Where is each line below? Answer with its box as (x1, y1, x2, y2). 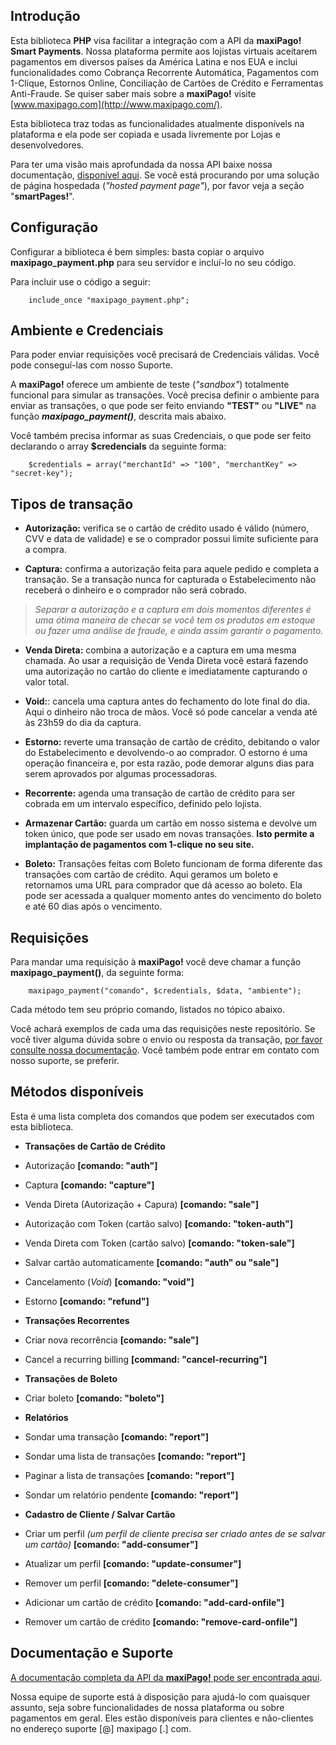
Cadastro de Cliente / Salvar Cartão (24, 1508, 176, 1520)
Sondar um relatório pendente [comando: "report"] (24, 1489, 239, 1501)
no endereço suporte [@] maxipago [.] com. (10, 1722, 192, 1734)
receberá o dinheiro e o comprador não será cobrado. (24, 584, 247, 596)
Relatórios (24, 1411, 69, 1423)
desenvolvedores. (10, 139, 85, 151)
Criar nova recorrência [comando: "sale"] (24, 1334, 200, 1346)
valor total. (24, 676, 70, 688)
